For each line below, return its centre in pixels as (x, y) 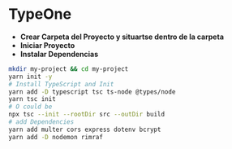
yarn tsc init (32, 99)
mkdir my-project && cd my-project (69, 69)
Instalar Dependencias (59, 54)
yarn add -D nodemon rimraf (56, 137)
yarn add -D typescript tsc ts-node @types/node (92, 92)
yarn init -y (30, 77)
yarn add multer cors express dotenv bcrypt (85, 129)
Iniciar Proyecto (47, 45)
